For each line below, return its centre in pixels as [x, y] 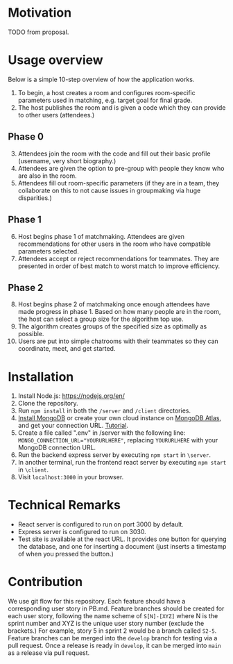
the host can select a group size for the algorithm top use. [101, 319]
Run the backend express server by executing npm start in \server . [114, 455]
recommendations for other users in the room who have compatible [114, 244]
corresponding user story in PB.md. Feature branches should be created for [116, 608]
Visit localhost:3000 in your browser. [71, 477]
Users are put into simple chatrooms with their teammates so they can [118, 341]
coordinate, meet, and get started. [67, 349]
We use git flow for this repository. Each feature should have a [97, 601]
